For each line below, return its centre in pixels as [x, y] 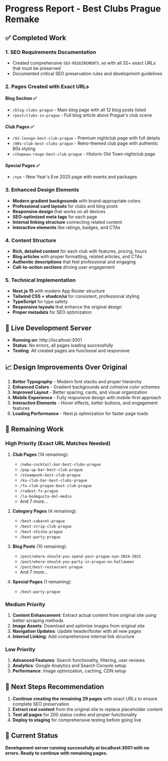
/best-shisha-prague [41, 532]
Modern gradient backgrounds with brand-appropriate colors [76, 201]
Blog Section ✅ [21, 99]
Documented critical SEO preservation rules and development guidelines [87, 74]
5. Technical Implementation [40, 280]
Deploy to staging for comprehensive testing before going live [77, 720]
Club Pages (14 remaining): [40, 454]
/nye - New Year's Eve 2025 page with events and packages [75, 177]
